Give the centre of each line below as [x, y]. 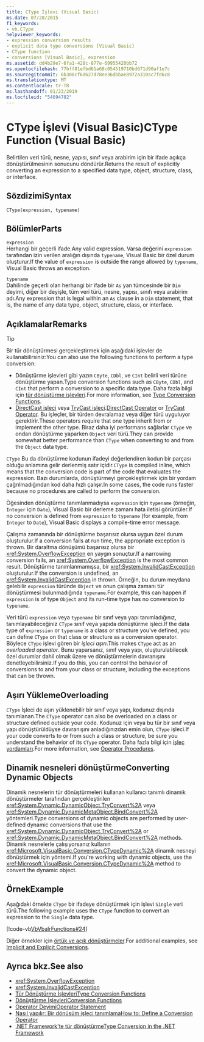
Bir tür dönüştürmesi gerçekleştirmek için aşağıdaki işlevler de [84, 351]
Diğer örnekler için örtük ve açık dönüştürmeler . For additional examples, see [102, 941]
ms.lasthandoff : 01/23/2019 [42, 92]
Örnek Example [35, 889]
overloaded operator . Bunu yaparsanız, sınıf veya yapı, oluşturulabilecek [97, 650]
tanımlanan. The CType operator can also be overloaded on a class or [92, 716]
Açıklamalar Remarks [47, 324]
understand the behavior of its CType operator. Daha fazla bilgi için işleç [95, 742]
